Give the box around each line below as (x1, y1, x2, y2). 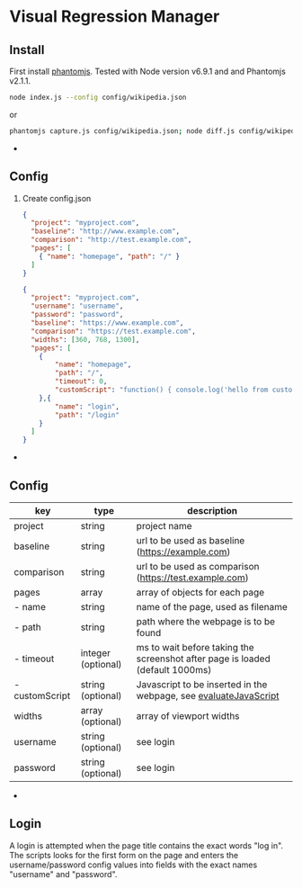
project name (136, 520, 192, 532)
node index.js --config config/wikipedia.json (9, 93, 187, 102)
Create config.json (22, 193, 92, 203)
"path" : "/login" (55, 410, 120, 419)
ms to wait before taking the (136, 641, 254, 653)
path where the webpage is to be (136, 615, 276, 627)
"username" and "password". (9, 868, 118, 879)
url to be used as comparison (136, 561, 260, 572)
